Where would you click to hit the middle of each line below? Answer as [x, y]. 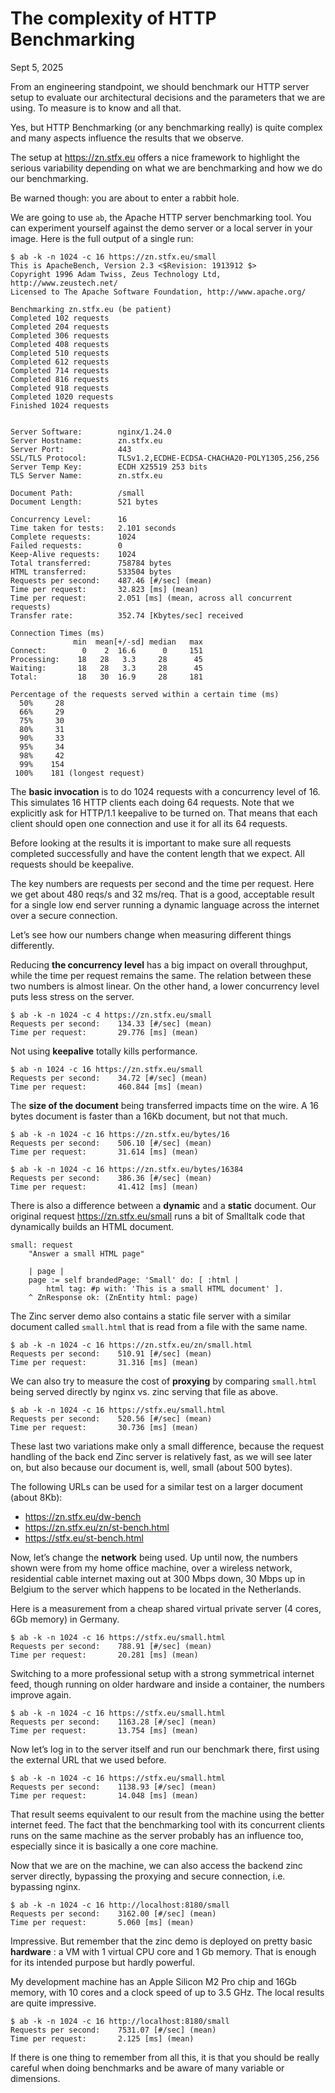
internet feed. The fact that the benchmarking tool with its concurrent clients [167, 1824]
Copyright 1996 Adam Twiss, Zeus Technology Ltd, [116, 274]
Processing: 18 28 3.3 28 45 [106, 659]
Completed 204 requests [60, 327]
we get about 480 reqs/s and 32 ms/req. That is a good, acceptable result [162, 894]
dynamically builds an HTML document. [92, 1226]
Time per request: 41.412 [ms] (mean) [104, 1187]
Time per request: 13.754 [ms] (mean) [104, 1730]
